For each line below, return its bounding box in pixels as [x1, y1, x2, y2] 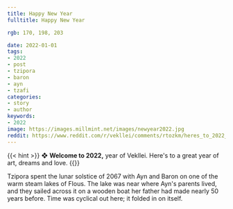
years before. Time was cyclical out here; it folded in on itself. [7, 194, 183, 202]
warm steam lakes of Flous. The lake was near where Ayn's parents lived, [7, 179, 217, 187]
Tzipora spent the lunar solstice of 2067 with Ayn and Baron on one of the [7, 172, 218, 181]
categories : [7, 93, 42, 101]
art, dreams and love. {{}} [7, 158, 80, 167]
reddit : [7, 132, 30, 139]
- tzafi [7, 87, 30, 94]
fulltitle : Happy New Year [7, 17, 85, 24]
